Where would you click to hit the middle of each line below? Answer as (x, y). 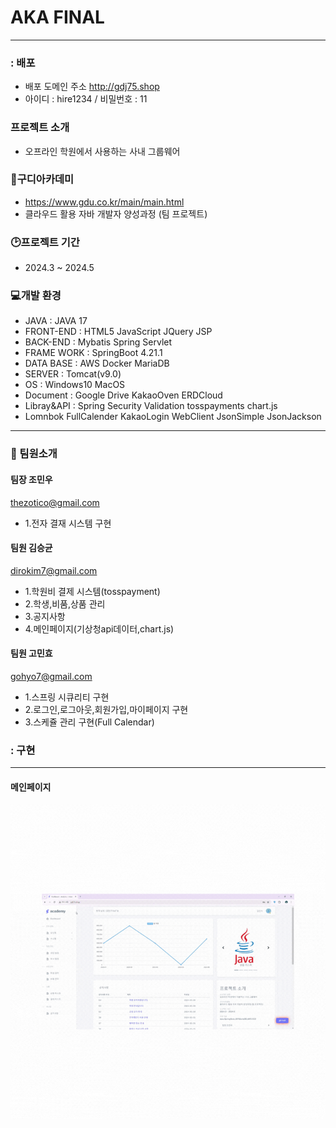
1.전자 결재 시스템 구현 (68, 523)
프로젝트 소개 (40, 128)
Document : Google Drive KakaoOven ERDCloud (123, 395)
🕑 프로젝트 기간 (45, 242)
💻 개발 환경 (36, 296)
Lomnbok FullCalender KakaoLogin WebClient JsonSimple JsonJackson (173, 417)
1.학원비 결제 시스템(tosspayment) (92, 591)
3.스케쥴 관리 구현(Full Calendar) (89, 722)
